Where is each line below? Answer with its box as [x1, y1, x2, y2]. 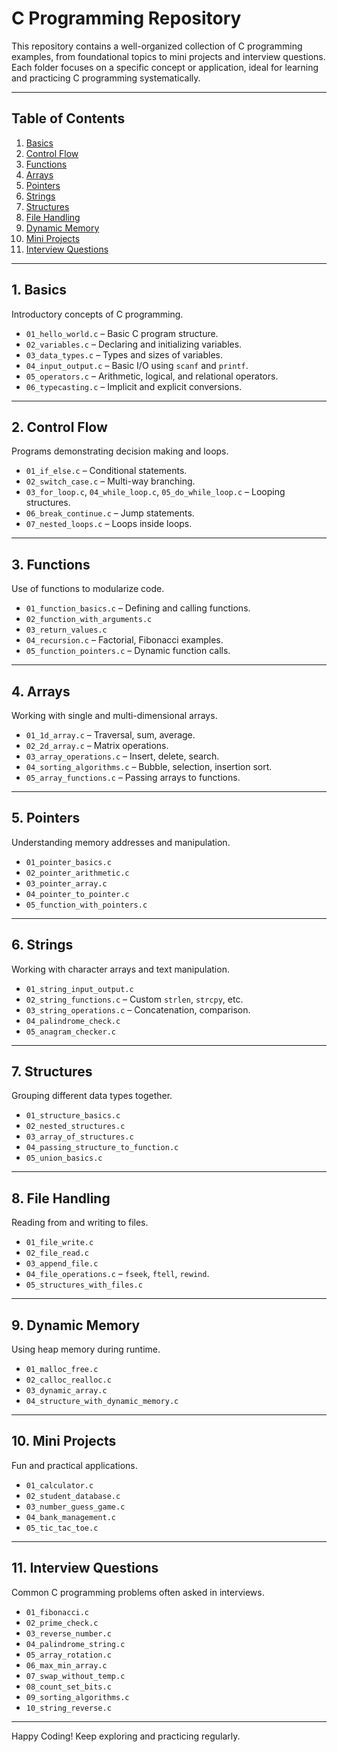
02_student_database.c [25, 1491, 121, 1501]
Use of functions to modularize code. [11, 583, 165, 595]
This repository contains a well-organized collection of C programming [11, 40, 303, 52]
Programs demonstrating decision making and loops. [11, 445, 229, 457]
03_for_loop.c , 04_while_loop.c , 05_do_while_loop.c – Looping [25, 486, 286, 498]
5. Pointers [11, 810, 81, 827]
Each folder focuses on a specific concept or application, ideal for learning [11, 61, 319, 73]
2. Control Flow [11, 418, 108, 436]
